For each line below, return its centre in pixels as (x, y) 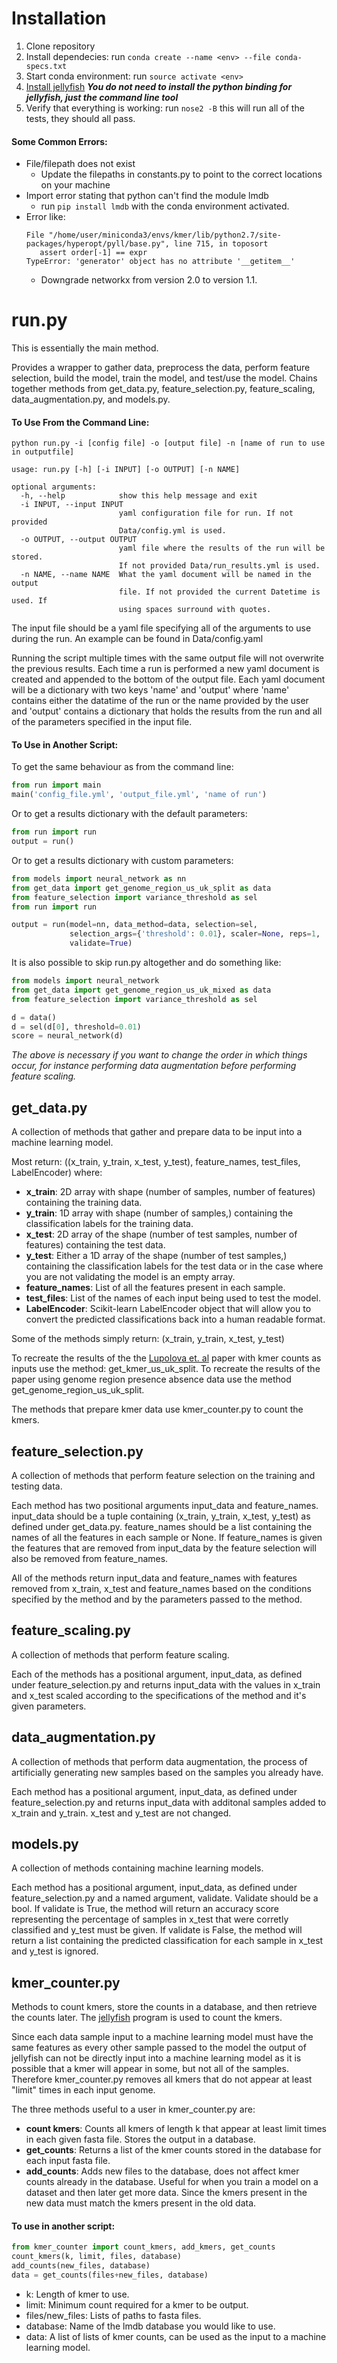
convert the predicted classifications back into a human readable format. (175, 1319)
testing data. (37, 1486)
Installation (59, 18)
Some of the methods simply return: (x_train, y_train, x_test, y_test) (148, 1339)
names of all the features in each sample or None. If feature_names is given (167, 1537)
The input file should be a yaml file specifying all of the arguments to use (161, 628)
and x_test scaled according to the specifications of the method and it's (159, 1695)
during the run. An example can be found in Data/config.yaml (137, 639)
